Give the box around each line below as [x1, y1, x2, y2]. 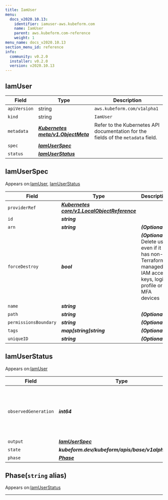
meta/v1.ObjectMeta [38, 131, 89, 138]
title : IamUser [5, 7, 37, 13]
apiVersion [7, 106, 33, 111]
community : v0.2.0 [9, 54, 48, 59]
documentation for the [94, 127, 147, 134]
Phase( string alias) [5, 471, 66, 479]
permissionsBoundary [7, 319, 56, 325]
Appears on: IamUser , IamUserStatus [5, 181, 80, 187]
